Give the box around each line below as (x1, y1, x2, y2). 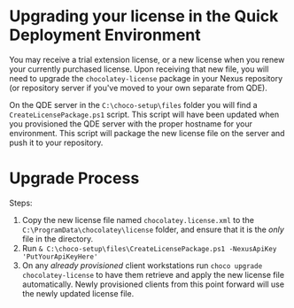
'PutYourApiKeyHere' (21, 252, 98, 261)
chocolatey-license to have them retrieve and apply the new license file (21, 269, 285, 280)
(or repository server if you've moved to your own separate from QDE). (9, 82, 267, 93)
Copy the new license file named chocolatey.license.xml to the (21, 214, 255, 225)
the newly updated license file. (21, 288, 135, 298)
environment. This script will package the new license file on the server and (9, 127, 285, 138)
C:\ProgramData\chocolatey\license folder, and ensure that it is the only (21, 224, 285, 235)
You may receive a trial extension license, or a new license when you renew (9, 54, 285, 65)
